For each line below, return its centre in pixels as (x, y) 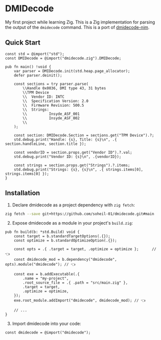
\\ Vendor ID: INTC (44, 97)
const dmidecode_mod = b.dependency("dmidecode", (66, 260)
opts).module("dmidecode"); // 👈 (40, 265)
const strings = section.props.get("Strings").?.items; (72, 165)
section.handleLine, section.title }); (46, 144)
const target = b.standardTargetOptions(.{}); (62, 236)
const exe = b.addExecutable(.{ (47, 274)
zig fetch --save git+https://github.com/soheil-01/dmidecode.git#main (80, 214)
